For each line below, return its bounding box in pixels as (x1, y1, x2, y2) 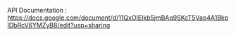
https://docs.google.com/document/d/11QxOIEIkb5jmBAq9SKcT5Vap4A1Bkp (7, 13, 229, 22)
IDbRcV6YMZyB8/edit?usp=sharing (7, 21, 111, 29)
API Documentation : (7, 6, 67, 14)
